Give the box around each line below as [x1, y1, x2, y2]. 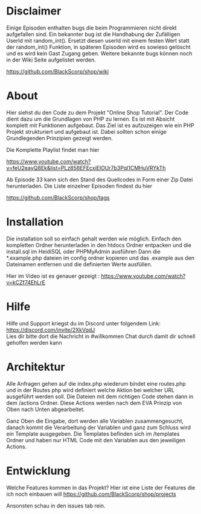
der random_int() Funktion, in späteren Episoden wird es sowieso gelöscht [6, 43, 191, 51]
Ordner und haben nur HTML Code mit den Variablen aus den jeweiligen [6, 436, 186, 443]
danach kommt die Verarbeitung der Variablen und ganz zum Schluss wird [6, 424, 191, 431]
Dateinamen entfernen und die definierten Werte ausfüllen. [6, 260, 153, 268]
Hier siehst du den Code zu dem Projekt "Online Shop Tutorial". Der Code [6, 108, 189, 116]
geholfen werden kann [6, 339, 62, 346]
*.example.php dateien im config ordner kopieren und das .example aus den [6, 254, 195, 262]
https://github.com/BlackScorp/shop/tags [6, 194, 110, 201]
